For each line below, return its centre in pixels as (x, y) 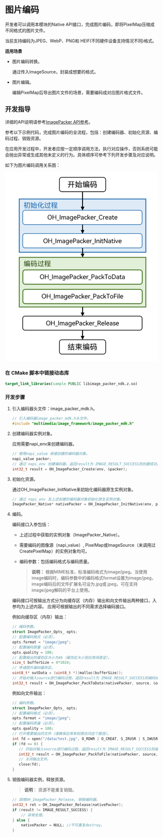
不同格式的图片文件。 (26, 30)
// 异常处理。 (33, 815)
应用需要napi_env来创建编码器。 (44, 444)
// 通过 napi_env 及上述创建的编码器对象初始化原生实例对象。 (68, 499)
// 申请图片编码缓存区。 (33, 668)
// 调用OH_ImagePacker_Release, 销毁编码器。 (56, 800)
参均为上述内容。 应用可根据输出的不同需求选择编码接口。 (70, 606)
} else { (21, 820)
